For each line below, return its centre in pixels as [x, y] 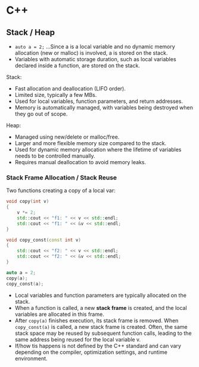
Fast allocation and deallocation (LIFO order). [70, 89]
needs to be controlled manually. [55, 156]
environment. [31, 358]
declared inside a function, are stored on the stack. [77, 65]
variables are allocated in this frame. [59, 314]
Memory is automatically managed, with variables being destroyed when [104, 107]
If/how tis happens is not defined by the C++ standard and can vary [98, 346]
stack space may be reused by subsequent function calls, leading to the [103, 333]
